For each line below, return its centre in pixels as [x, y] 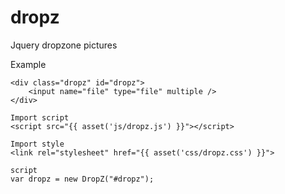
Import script [40, 117]
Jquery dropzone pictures [64, 45]
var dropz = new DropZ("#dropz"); [82, 179]
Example [28, 64]
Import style [37, 144]
